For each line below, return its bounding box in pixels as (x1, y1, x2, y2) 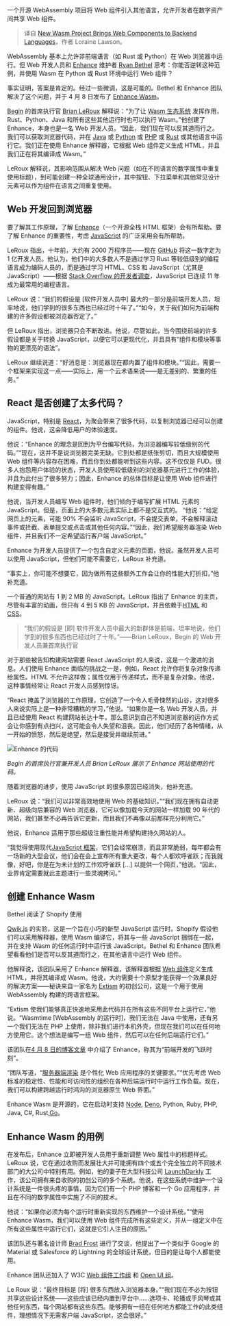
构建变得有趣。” (7, 482, 49, 491)
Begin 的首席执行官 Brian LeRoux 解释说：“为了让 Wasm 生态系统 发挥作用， (7, 107, 223, 115)
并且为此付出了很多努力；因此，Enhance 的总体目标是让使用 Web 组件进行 (7, 474, 218, 482)
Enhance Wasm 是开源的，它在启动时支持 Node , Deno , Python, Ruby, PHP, (7, 1100, 218, 1108)
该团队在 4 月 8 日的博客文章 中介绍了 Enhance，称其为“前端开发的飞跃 (7, 1045, 207, 1053)
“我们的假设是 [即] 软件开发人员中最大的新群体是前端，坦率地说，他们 (23, 624, 221, 632)
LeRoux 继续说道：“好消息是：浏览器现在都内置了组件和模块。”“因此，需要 (7, 358, 215, 366)
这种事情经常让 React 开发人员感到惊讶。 (7, 681, 123, 690)
